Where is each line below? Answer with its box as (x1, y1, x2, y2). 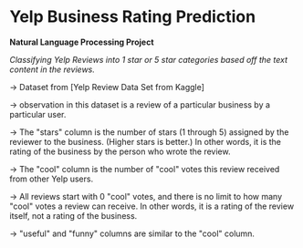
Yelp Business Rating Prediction (9, 6, 256, 27)
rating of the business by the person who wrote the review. (9, 146, 231, 157)
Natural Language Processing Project (9, 36, 154, 47)
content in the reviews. (9, 64, 96, 75)
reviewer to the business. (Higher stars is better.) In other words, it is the (9, 136, 281, 147)
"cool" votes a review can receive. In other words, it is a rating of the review (9, 201, 295, 212)
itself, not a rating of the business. (9, 210, 138, 221)
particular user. (9, 108, 67, 119)
